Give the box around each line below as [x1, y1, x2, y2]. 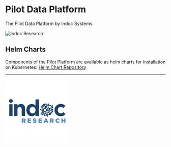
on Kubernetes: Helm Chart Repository [5, 64, 87, 70]
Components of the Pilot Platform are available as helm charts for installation [5, 59, 166, 65]
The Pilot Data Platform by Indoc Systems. [5, 20, 94, 27]
